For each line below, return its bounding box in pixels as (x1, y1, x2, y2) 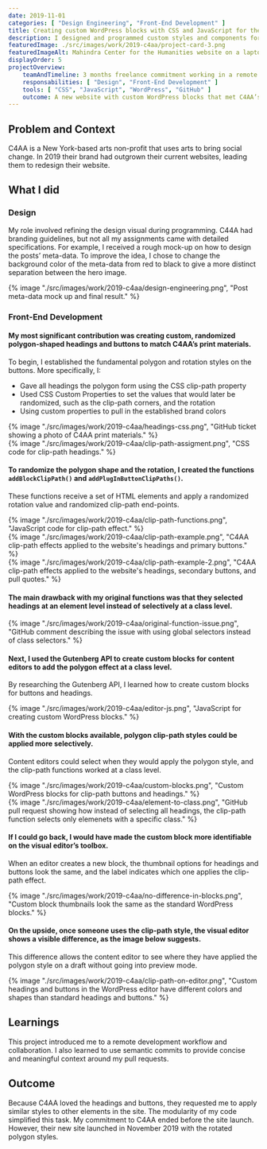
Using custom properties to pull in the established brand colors (19, 406, 226, 416)
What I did (8, 184, 60, 197)
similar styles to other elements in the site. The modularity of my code (8, 1106, 237, 1116)
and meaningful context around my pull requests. (8, 1054, 169, 1063)
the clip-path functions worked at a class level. (8, 765, 161, 774)
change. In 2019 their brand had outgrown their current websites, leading (8, 152, 248, 161)
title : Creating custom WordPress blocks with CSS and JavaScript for (8, 26, 247, 34)
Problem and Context (8, 122, 115, 136)
